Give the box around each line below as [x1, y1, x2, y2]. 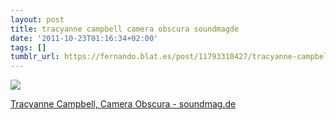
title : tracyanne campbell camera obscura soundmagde [10, 24, 240, 34]
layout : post [10, 14, 65, 25]
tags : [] [10, 42, 47, 53]
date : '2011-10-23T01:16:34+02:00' [10, 33, 159, 43]
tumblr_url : [10, 52, 60, 62]
